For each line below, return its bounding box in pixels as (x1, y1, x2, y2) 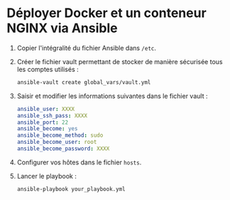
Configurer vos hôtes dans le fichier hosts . (16, 158, 142, 167)
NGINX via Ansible (6, 20, 118, 36)
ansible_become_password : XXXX (16, 145, 110, 152)
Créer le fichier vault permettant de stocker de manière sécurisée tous (16, 57, 223, 65)
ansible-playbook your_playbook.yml (16, 185, 126, 193)
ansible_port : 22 (16, 119, 69, 126)
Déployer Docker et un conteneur (6, 5, 207, 21)
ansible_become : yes (16, 125, 78, 132)
